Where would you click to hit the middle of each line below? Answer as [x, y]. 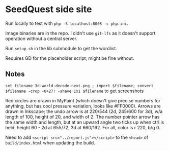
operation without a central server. [41, 39]
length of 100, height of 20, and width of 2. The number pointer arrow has [82, 117]
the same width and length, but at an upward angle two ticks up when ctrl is [85, 122]
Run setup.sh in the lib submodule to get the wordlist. [61, 48]
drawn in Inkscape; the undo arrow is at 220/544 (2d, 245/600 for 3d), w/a [84, 111]
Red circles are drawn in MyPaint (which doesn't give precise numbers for [83, 100]
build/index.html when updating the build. [50, 142]
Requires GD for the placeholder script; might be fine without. [70, 58]
